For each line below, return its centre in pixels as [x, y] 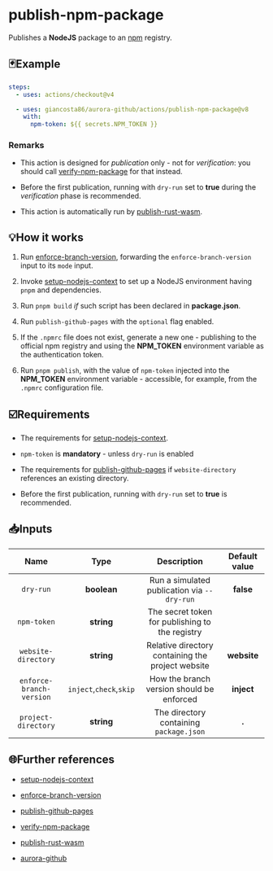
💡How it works [46, 237]
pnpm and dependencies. [61, 290]
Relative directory [180, 645]
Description [180, 561]
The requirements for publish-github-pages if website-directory [128, 470]
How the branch [180, 679]
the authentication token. [62, 355]
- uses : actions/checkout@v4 [65, 94]
